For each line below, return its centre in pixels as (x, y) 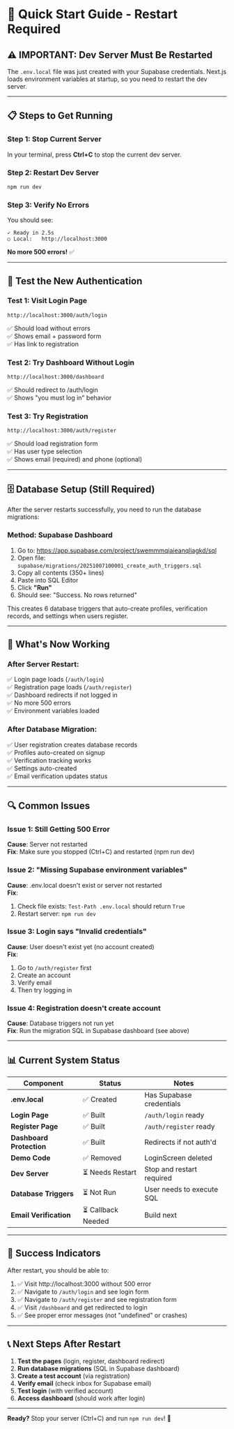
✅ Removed (102, 1157)
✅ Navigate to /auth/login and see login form (83, 1291)
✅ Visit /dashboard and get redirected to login (82, 1307)
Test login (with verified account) (65, 1391)
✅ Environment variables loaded (53, 711)
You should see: (30, 220)
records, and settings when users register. (68, 616)
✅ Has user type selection (45, 452)
